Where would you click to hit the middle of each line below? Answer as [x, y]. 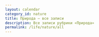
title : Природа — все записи [34, 18]
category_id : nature [26, 14]
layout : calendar [23, 9]
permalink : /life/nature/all [34, 27]
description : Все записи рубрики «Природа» [50, 23]
